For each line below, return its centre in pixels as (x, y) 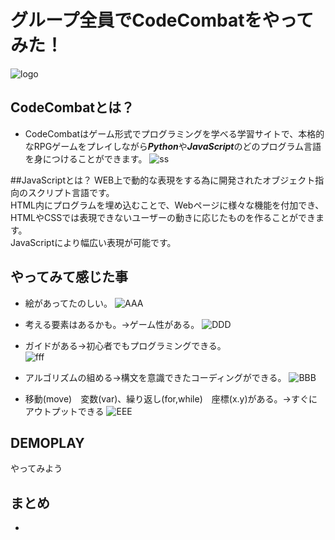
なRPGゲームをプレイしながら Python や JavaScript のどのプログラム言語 (173, 146)
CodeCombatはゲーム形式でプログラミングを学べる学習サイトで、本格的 (174, 133)
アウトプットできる (64, 411)
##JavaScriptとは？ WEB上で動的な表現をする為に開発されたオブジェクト (163, 180)
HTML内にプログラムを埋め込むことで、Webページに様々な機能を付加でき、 (167, 205)
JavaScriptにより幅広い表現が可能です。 (93, 242)
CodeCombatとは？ (72, 107)
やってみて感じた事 (69, 277)
